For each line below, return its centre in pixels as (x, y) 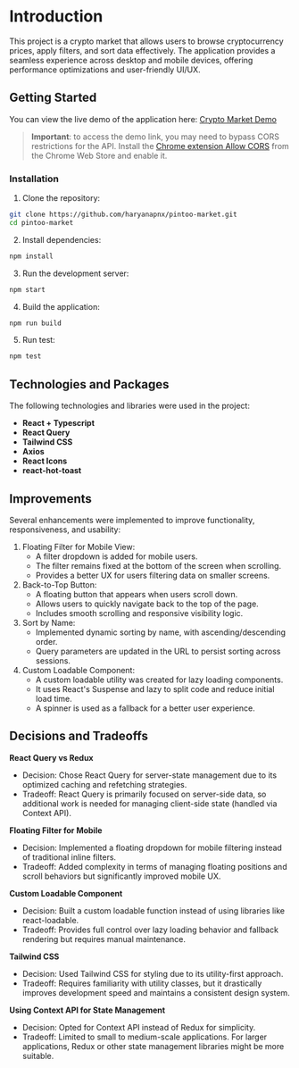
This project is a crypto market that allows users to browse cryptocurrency (146, 41)
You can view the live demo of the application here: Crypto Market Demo (143, 119)
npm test (25, 356)
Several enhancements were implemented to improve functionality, (132, 520)
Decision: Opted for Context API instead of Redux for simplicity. (139, 1027)
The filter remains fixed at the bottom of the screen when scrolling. (158, 565)
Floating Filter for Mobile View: (79, 547)
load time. (54, 698)
